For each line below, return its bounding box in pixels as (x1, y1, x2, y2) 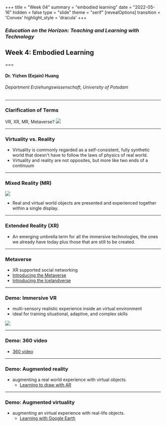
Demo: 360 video (5, 337, 48, 344)
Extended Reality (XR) (5, 222, 59, 229)
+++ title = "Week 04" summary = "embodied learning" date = (5, 4, 132, 10)
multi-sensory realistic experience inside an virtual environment (12, 306, 142, 312)
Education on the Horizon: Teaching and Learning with (5, 27, 139, 34)
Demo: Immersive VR (5, 294, 57, 301)
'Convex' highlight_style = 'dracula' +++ (5, 15, 87, 20)
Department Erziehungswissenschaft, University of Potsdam (5, 84, 128, 90)
